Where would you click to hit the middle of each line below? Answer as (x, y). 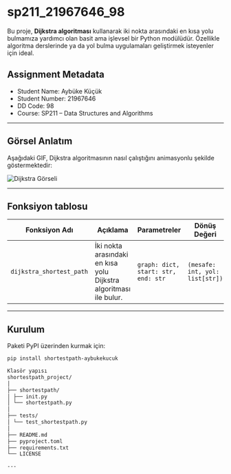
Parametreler (159, 230)
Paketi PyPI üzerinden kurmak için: (56, 346)
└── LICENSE (24, 454)
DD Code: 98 (35, 106)
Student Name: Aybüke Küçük (59, 91)
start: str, (157, 272)
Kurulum (26, 329)
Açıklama (113, 230)
